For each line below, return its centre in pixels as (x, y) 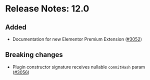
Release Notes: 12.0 (47, 9)
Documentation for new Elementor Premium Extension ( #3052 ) (77, 39)
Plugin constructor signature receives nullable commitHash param (78, 67)
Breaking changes (34, 55)
